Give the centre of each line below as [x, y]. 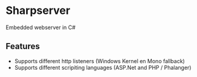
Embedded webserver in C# [41, 27]
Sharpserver [38, 11]
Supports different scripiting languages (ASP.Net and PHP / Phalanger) [103, 67]
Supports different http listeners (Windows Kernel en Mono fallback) [100, 61]
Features [23, 46]
